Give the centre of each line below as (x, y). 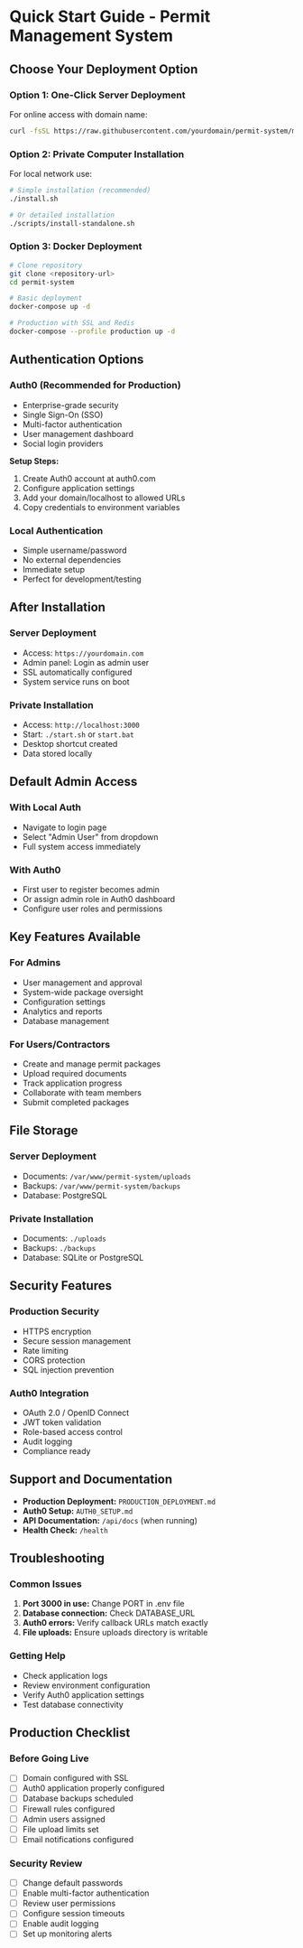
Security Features (61, 1286)
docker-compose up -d (50, 307)
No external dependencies (72, 559)
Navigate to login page (64, 827)
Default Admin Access (73, 782)
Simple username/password (74, 550)
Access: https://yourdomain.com (83, 653)
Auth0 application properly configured (93, 1788)
